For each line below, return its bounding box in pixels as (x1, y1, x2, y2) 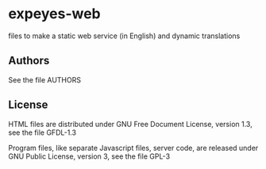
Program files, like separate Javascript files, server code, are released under (8, 143, 259, 152)
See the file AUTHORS (8, 75, 82, 84)
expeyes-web (8, 5, 101, 23)
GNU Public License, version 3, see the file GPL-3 (8, 152, 171, 161)
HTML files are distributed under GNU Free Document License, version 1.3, (8, 119, 253, 129)
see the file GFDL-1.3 (8, 128, 77, 137)
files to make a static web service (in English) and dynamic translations (8, 31, 241, 40)
